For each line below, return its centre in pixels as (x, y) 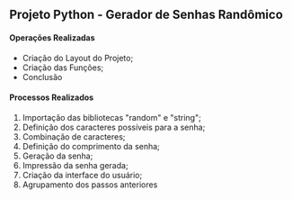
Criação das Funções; (63, 68)
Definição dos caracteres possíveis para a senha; (114, 127)
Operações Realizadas (53, 37)
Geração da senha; (58, 156)
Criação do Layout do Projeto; (78, 58)
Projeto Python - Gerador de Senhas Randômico (146, 15)
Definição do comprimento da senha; (91, 146)
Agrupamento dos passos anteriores (90, 185)
